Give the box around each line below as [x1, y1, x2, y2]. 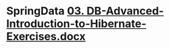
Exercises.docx [6, 30, 86, 43]
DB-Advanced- [86, 4, 164, 18]
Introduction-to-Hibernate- [6, 17, 147, 31]
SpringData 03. [6, 4, 84, 18]
